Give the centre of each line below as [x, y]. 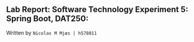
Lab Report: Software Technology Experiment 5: [97, 10]
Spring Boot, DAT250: [47, 19]
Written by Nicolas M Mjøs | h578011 [51, 33]
